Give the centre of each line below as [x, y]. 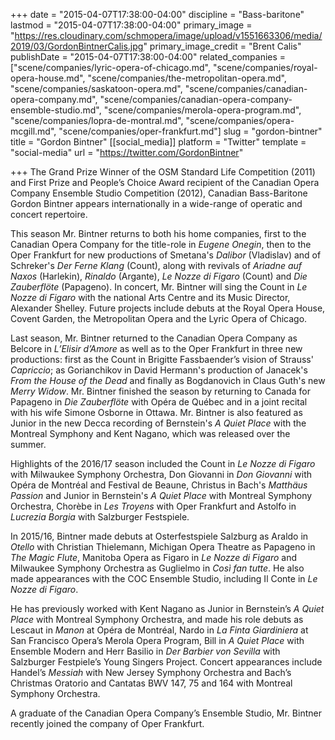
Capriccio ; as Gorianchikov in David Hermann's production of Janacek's [159, 370]
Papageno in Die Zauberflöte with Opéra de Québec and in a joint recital [159, 402]
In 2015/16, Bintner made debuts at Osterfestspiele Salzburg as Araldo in [159, 536]
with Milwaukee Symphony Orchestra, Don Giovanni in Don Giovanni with [161, 474]
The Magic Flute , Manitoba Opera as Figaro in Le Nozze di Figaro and [153, 557]
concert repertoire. [49, 214]
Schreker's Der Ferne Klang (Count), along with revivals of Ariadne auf [156, 265]
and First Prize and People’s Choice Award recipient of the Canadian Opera [165, 182]
